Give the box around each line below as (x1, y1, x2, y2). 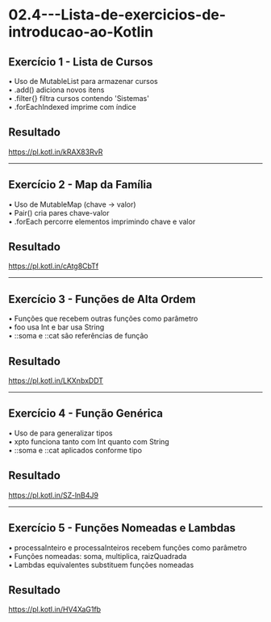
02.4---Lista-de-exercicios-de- (8, 6, 227, 24)
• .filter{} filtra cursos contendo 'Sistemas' (8, 94, 149, 103)
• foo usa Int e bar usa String (8, 322, 105, 332)
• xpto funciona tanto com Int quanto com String (8, 436, 169, 446)
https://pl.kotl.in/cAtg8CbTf (8, 261, 99, 271)
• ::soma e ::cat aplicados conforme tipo (8, 445, 143, 455)
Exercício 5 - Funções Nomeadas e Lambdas (8, 521, 236, 535)
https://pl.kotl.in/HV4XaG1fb (8, 604, 102, 615)
